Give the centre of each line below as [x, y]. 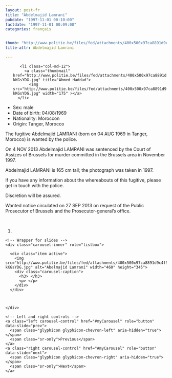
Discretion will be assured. [33, 195]
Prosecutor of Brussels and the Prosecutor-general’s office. [68, 211]
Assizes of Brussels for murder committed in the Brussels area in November [85, 154]
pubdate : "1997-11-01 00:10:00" [40, 20]
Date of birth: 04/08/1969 [40, 113]
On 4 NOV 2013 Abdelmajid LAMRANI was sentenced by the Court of [78, 149]
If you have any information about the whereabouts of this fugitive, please [83, 180]
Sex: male [23, 107]
